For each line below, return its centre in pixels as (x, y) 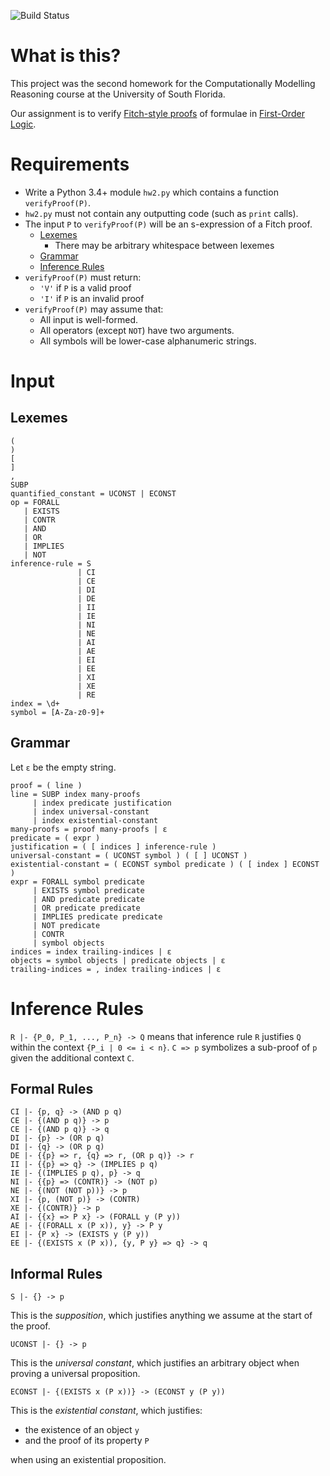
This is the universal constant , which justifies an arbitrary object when (155, 1363)
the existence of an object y (82, 1430)
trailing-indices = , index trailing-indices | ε (116, 969)
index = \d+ (35, 703)
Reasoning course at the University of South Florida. (118, 94)
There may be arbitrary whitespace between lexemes (164, 245)
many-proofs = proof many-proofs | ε (89, 829)
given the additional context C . (72, 1057)
